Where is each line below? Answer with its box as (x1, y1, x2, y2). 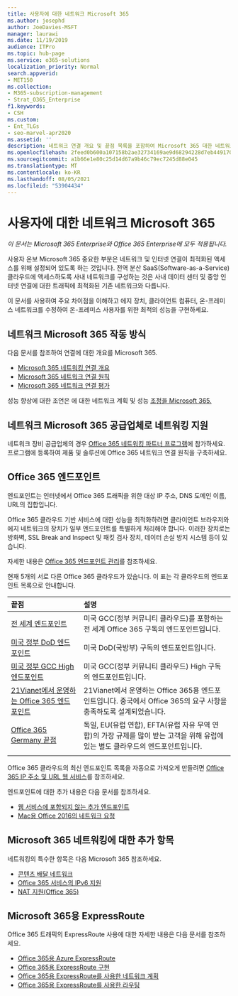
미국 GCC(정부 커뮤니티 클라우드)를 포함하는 (84, 613, 224, 623)
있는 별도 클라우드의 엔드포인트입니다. (84, 741, 203, 751)
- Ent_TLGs (7, 122, 40, 130)
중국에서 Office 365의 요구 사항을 (120, 695, 227, 705)
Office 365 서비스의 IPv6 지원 (17, 878, 101, 887)
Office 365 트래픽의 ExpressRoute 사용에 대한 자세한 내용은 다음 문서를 (7, 930, 207, 938)
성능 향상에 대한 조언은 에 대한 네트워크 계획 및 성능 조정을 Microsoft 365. (7, 396, 212, 405)
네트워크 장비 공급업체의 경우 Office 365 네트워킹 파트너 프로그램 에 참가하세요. (7, 439, 225, 448)
